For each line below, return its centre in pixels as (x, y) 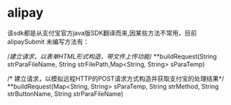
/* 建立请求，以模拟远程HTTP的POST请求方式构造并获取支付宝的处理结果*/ (116, 79)
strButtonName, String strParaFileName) (65, 94)
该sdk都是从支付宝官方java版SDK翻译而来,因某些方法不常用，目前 (102, 33)
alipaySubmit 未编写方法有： (48, 41)
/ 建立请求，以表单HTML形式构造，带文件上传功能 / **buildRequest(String (112, 56)
